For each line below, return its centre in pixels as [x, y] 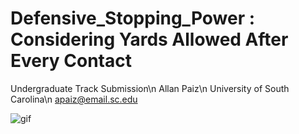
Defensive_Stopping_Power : [133, 18]
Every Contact [71, 61]
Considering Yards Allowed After [149, 39]
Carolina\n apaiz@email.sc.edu [74, 99]
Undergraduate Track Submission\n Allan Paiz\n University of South [150, 88]
